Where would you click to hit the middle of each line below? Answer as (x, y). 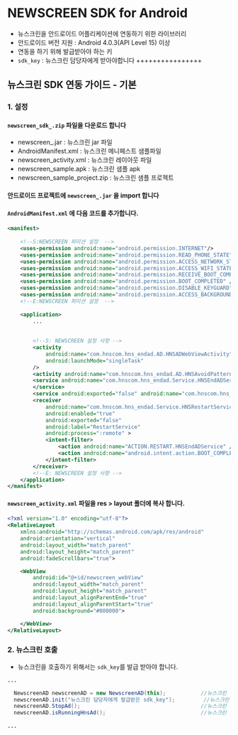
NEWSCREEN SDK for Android (97, 13)
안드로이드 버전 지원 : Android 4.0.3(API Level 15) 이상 (94, 42)
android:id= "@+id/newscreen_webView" (88, 578)
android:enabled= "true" (80, 414)
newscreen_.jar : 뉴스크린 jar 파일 (65, 142)
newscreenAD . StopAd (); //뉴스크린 (120, 706)
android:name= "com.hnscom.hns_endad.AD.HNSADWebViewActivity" (139, 354)
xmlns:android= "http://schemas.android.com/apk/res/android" (112, 532)
